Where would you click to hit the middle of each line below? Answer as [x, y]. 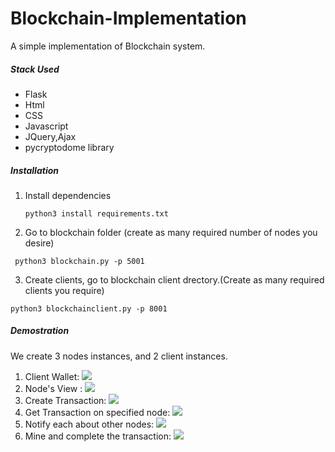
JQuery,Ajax [50, 136]
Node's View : [53, 388]
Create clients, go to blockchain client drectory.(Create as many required [174, 279]
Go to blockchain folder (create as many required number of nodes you [171, 232]
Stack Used [35, 69]
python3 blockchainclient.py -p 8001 [89, 308]
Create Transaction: [65, 400]
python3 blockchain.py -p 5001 [79, 261]
